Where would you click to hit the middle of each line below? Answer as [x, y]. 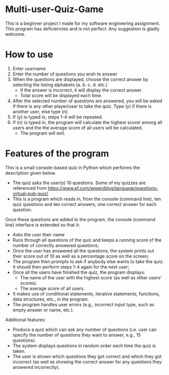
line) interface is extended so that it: [43, 225]
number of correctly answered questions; [56, 245]
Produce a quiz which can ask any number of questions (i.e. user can [84, 329]
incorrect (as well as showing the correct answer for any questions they [87, 362]
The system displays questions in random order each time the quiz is [84, 346]
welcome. [15, 34]
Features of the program [57, 154]
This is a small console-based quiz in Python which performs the [73, 168]
